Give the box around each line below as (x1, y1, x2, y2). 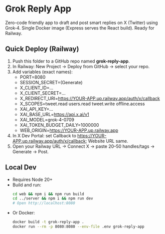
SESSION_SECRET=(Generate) (19, 79, 83, 85)
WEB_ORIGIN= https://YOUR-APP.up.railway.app (19, 127, 119, 133)
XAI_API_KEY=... (19, 106, 53, 112)
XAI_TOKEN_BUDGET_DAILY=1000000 (19, 122, 99, 128)
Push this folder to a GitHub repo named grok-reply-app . (12, 58, 130, 64)
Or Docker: (12, 210, 35, 216)
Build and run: (12, 181, 41, 188)
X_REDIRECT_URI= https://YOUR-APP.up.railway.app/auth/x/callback (19, 95, 161, 101)
